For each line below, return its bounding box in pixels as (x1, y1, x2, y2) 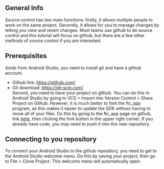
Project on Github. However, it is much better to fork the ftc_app (12, 100, 141, 106)
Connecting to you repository (5, 135, 97, 144)
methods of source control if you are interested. (5, 38, 102, 43)
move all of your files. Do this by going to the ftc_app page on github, (12, 110, 152, 116)
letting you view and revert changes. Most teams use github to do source (5, 27, 153, 33)
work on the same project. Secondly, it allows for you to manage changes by (5, 22, 160, 28)
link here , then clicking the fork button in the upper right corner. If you (12, 116, 153, 122)
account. (5, 70, 23, 76)
